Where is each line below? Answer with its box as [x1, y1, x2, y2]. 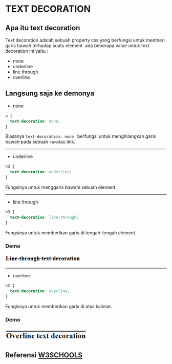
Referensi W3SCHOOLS [5, 351, 83, 359]
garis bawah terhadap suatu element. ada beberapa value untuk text [5, 43, 149, 49]
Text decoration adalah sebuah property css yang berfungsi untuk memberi [5, 37, 165, 43]
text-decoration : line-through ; [10, 215, 79, 220]
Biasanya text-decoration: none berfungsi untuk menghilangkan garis [5, 133, 156, 139]
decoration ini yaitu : [5, 48, 49, 54]
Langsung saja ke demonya [5, 89, 95, 98]
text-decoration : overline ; [10, 288, 70, 294]
